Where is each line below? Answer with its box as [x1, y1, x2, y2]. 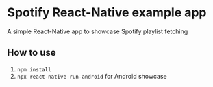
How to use [7, 47, 56, 58]
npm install [16, 66, 51, 73]
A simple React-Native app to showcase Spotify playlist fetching [7, 27, 188, 35]
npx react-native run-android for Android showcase [16, 72, 167, 80]
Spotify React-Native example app [7, 5, 207, 20]
